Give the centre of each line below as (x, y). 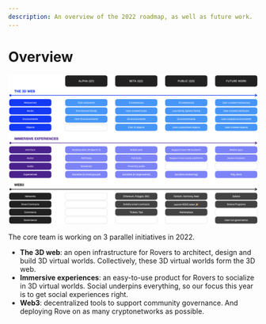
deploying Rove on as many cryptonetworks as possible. (112, 311)
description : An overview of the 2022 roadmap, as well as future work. (131, 17)
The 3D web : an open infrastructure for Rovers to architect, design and (135, 253)
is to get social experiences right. (74, 295)
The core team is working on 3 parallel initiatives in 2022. (102, 237)
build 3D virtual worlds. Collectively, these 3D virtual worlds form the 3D (137, 261)
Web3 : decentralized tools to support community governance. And (129, 303)
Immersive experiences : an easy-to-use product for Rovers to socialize (137, 278)
